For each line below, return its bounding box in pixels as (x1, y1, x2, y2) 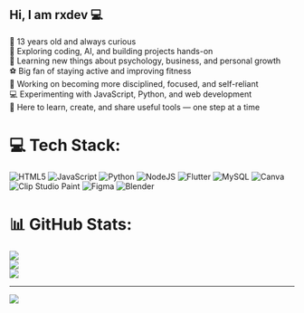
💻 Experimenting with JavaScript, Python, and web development (9, 89, 252, 100)
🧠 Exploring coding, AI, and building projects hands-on (9, 45, 214, 56)
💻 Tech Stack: (9, 135, 121, 156)
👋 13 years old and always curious (9, 35, 137, 47)
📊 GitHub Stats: (9, 213, 133, 234)
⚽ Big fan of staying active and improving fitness (9, 65, 192, 76)
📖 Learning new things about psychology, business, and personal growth (9, 55, 281, 66)
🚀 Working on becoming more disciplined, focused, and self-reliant (9, 78, 260, 89)
